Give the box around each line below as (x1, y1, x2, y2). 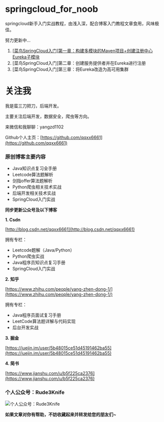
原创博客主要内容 (5, 153, 46, 160)
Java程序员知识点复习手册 (12, 260, 66, 265)
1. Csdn (5, 217, 21, 223)
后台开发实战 (12, 324, 39, 330)
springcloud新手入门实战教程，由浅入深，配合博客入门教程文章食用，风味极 (5, 20, 160, 26)
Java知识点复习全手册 (12, 165, 57, 171)
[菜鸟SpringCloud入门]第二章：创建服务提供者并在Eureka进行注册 (12, 60, 146, 66)
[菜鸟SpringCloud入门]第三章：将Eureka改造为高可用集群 (12, 66, 129, 72)
